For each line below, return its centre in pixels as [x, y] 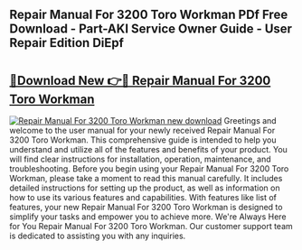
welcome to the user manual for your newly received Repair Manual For [142, 130]
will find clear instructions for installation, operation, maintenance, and [140, 159]
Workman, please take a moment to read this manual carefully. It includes [146, 178]
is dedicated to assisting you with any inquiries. [98, 236]
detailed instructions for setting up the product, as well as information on [145, 188]
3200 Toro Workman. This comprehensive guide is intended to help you [143, 140]
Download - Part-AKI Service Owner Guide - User [151, 29]
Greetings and [250, 120]
